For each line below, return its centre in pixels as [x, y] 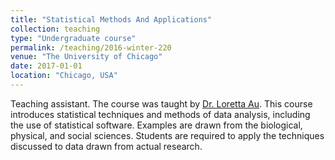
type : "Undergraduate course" [73, 38]
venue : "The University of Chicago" [86, 57]
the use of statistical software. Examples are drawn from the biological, [156, 125]
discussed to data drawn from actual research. [106, 146]
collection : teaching [55, 29]
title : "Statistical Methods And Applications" [111, 19]
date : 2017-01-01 [46, 66]
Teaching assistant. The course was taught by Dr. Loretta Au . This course [161, 103]
